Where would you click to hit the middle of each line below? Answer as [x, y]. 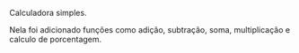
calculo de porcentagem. [56, 39]
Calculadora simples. [48, 13]
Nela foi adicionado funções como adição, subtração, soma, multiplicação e [149, 30]
